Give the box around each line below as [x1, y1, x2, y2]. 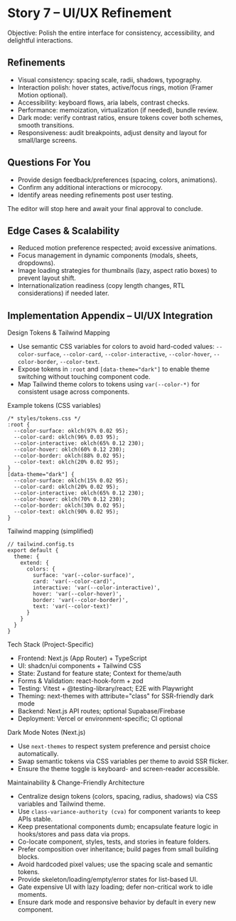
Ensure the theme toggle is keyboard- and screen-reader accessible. [17, 765, 220, 773]
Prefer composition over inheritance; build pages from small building [17, 845, 219, 853]
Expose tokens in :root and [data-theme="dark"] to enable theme [17, 365, 210, 374]
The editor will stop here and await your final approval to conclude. [7, 204, 203, 212]
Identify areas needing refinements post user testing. [17, 190, 173, 199]
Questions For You [7, 156, 91, 168]
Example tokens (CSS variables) [7, 402, 102, 410]
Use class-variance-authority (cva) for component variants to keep [17, 807, 221, 816]
